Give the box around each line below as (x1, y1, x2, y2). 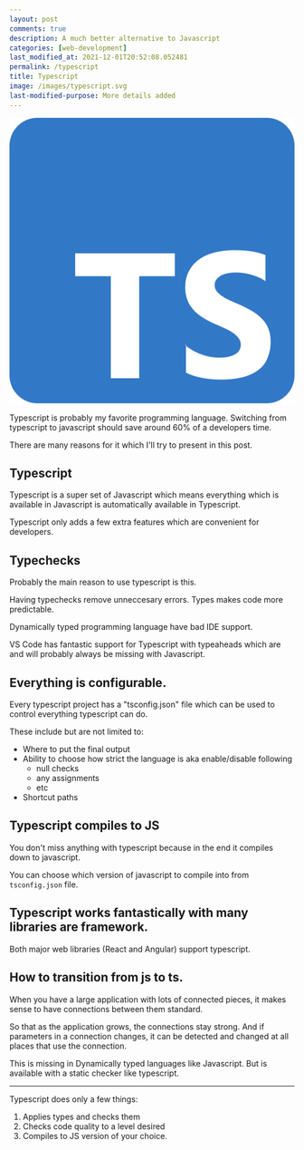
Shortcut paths (22, 792, 79, 803)
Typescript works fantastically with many (9, 905, 249, 921)
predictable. (9, 604, 54, 615)
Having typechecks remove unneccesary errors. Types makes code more (9, 594, 283, 605)
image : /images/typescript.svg (9, 82, 128, 91)
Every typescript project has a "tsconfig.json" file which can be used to (9, 699, 276, 710)
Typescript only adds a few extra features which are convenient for (9, 517, 260, 527)
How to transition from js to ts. (9, 970, 184, 985)
